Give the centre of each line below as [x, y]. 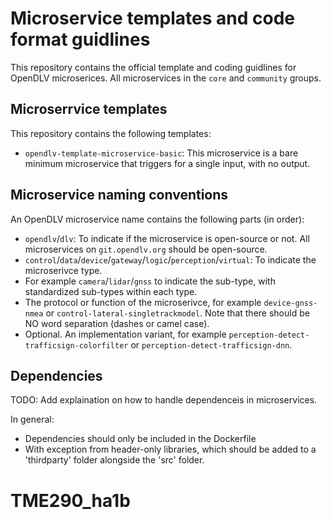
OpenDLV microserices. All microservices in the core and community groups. [166, 78]
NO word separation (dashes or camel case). [117, 323]
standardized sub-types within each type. [111, 291]
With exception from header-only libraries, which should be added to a [170, 449]
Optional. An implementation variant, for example [125, 334]
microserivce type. [63, 270]
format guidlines [80, 39]
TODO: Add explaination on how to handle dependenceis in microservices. [164, 400]
